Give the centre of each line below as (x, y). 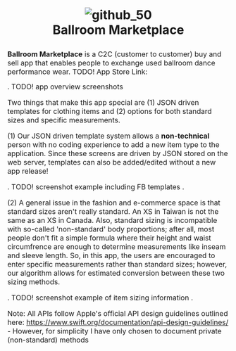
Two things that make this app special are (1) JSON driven (103, 103)
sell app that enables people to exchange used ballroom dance (112, 63)
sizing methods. (34, 282)
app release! (28, 171)
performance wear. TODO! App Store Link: (77, 72)
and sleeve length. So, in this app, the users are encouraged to (111, 255)
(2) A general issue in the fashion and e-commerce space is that (114, 203)
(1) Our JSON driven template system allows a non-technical (108, 136)
